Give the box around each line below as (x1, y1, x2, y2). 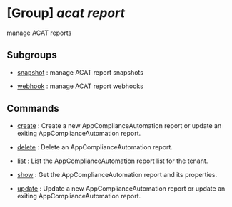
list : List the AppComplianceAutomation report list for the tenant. (16, 156, 208, 165)
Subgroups (6, 49, 58, 61)
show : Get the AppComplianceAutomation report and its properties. (16, 170, 218, 179)
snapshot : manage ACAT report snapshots (16, 68, 144, 76)
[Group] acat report (6, 5, 126, 21)
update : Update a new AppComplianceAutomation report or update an (16, 184, 226, 193)
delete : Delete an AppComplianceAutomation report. (16, 142, 173, 151)
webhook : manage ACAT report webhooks (16, 82, 144, 90)
